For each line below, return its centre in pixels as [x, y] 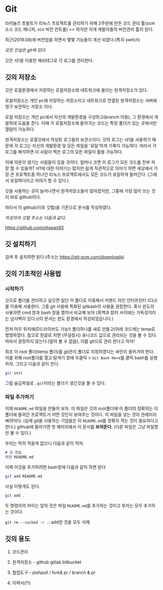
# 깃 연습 [13, 453]
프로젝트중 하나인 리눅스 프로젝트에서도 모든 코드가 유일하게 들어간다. [81, 174]
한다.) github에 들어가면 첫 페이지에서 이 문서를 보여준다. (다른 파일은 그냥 [75, 427]
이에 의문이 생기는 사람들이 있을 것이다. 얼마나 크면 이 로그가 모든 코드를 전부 [78, 162]
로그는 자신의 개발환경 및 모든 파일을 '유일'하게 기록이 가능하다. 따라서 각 [88, 146]
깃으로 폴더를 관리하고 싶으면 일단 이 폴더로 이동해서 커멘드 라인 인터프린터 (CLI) [81, 300]
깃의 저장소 [21, 77]
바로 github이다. [26, 197]
